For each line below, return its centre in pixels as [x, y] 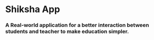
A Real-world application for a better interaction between [77, 25]
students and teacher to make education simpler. [67, 31]
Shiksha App [33, 9]
